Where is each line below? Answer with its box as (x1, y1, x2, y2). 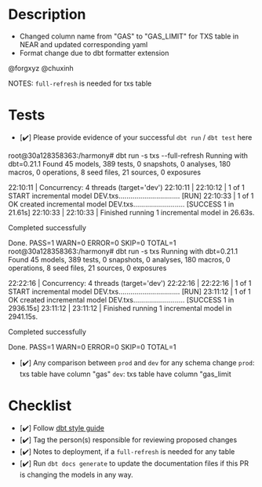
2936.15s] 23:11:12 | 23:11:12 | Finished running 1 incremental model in (8, 303, 232, 313)
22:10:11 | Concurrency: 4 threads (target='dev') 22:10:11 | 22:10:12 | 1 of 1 (8, 182, 245, 192)
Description (8, 5, 86, 24)
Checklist (8, 397, 72, 415)
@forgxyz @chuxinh (8, 63, 75, 72)
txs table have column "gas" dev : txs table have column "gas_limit (19, 369, 231, 379)
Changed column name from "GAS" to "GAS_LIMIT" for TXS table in (19, 31, 239, 41)
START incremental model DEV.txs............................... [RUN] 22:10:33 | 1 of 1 (8, 191, 254, 200)
